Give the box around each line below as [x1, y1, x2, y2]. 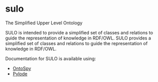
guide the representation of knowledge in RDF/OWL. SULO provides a [5, 35, 151, 41]
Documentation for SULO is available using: [5, 55, 97, 61]
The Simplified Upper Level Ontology [5, 20, 83, 26]
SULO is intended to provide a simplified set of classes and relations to [5, 29, 153, 35]
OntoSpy [12, 65, 31, 71]
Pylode [12, 70, 28, 76]
